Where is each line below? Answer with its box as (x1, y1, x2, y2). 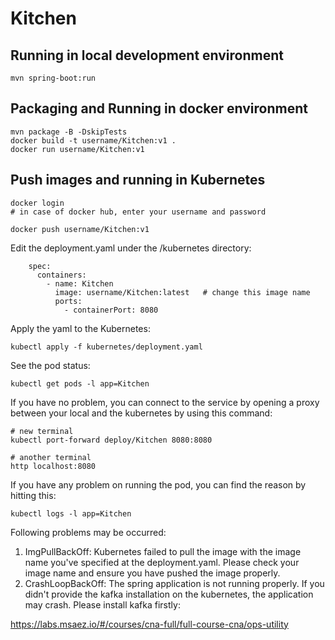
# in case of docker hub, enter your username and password (10, 207, 267, 217)
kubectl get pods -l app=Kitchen (10, 378, 150, 389)
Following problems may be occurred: (10, 526, 167, 538)
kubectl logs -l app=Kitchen (10, 508, 132, 519)
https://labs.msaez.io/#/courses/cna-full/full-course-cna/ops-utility (10, 618, 289, 630)
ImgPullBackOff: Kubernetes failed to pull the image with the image (24, 545, 302, 557)
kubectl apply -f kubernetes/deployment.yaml (10, 342, 203, 352)
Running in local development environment (10, 47, 284, 64)
